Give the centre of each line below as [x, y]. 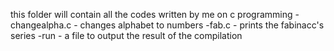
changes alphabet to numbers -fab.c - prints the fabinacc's [202, 25]
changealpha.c [41, 25]
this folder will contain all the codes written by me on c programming [151, 14]
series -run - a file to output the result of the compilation [126, 35]
